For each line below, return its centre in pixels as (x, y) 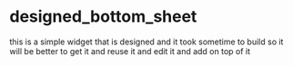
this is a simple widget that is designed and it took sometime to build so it (146, 42)
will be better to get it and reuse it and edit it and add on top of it (130, 51)
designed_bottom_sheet (103, 17)
